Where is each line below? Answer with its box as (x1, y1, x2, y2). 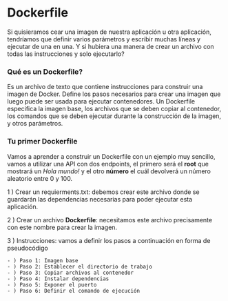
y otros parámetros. (7, 119, 63, 128)
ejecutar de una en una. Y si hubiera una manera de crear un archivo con (7, 42, 215, 50)
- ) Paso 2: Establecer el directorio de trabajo (7, 263, 153, 270)
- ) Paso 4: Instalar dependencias (7, 275, 110, 282)
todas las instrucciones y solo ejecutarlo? (7, 50, 125, 58)
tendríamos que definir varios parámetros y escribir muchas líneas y (7, 35, 201, 43)
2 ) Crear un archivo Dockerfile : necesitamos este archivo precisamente (7, 215, 212, 224)
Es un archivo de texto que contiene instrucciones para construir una (7, 83, 203, 91)
